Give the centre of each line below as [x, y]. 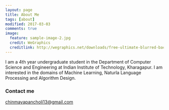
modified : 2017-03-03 [28, 24]
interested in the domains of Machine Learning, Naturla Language [73, 72]
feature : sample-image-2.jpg [40, 38]
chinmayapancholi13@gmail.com [39, 102]
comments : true [21, 29]
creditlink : [22, 47]
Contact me [20, 91]
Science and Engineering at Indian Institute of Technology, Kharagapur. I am [84, 67]
